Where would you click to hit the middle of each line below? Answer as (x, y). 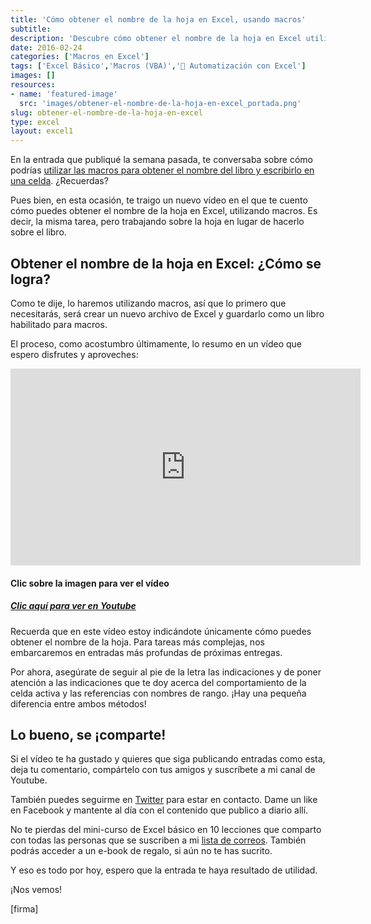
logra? (31, 279)
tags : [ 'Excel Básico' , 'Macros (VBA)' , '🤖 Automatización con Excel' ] (158, 66)
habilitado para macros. (59, 324)
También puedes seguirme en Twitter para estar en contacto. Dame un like (164, 800)
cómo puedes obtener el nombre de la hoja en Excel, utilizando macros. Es (164, 211)
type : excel (35, 122)
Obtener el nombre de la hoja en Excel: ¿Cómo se (166, 263)
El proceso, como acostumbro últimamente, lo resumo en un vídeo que (156, 343)
